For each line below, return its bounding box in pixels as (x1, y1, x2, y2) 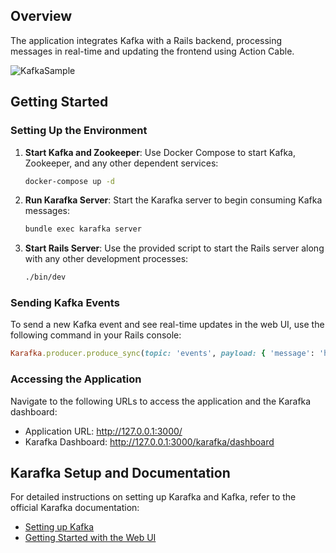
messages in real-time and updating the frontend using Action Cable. (10, 45, 295, 57)
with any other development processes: (24, 253, 189, 265)
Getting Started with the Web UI (24, 532, 157, 544)
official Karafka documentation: (10, 502, 140, 514)
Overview (10, 8, 73, 25)
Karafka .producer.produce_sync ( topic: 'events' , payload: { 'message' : (10, 349, 315, 359)
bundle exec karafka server (24, 224, 142, 234)
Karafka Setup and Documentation (10, 464, 231, 481)
